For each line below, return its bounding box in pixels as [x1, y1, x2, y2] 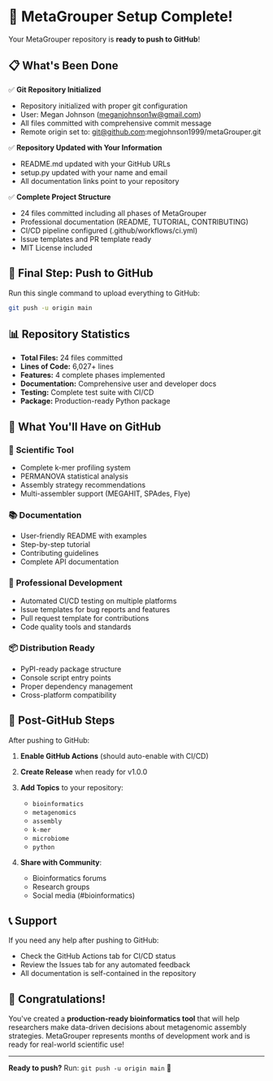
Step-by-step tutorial [19, 540, 91, 549]
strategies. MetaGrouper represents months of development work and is [8, 1031, 250, 1041]
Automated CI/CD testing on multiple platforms [19, 596, 177, 606]
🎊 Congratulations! [8, 992, 106, 1006]
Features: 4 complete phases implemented [19, 370, 165, 380]
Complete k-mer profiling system [19, 462, 132, 472]
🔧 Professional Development [8, 577, 123, 589]
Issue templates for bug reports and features [19, 604, 171, 614]
